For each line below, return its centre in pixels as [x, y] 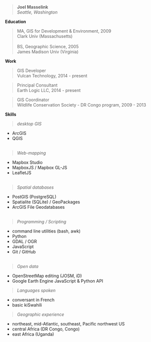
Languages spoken [36, 290]
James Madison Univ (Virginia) [48, 52]
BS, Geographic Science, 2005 [48, 46]
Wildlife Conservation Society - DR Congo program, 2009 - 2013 [82, 105]
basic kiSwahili [27, 305]
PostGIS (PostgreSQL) [34, 197]
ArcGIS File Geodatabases [38, 207]
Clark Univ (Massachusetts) [45, 36]
